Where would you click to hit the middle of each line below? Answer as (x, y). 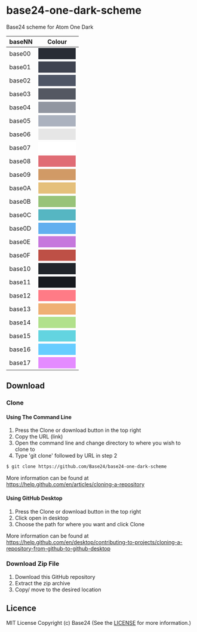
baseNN (21, 41)
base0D (20, 228)
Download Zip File (33, 564)
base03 (20, 94)
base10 (20, 268)
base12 (20, 295)
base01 (20, 67)
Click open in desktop (41, 518)
